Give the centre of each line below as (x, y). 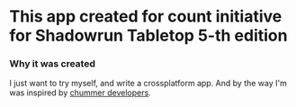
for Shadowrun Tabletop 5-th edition (148, 36)
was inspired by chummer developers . (80, 93)
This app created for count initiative (146, 17)
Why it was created (53, 64)
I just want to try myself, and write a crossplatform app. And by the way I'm (148, 84)
